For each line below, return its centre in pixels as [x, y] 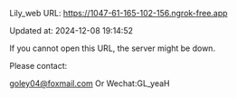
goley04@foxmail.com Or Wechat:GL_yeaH [90, 83]
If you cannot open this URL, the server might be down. [112, 48]
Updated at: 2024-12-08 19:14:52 [71, 30]
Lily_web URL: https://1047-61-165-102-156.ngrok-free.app [118, 13]
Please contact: [38, 66]
